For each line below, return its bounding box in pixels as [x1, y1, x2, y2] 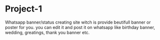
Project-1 [5, 3, 42, 14]
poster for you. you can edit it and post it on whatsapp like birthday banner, [5, 24, 155, 30]
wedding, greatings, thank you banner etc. [5, 29, 90, 35]
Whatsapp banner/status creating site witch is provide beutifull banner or [5, 19, 151, 25]
